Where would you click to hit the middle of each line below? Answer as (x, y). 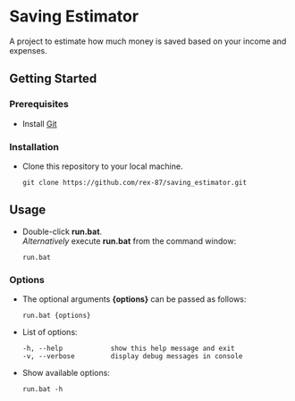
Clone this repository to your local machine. (102, 166)
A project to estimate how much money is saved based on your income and (148, 41)
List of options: (50, 332)
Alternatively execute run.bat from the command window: (129, 241)
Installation (34, 146)
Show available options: (66, 373)
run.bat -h (42, 389)
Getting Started (53, 79)
